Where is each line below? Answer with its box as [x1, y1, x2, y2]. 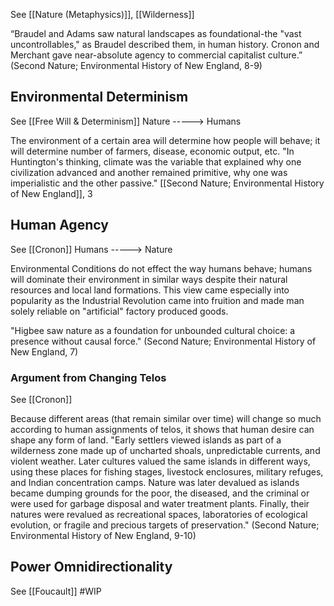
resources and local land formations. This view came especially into [10, 284, 290, 296]
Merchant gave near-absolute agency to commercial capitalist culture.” [10, 49, 303, 61]
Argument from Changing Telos [10, 370, 167, 384]
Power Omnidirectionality [10, 559, 173, 576]
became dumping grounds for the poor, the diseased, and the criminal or [10, 487, 310, 499]
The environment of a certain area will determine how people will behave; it [10, 134, 321, 146]
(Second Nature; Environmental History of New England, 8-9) [10, 60, 263, 71]
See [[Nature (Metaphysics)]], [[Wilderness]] [10, 9, 195, 20]
